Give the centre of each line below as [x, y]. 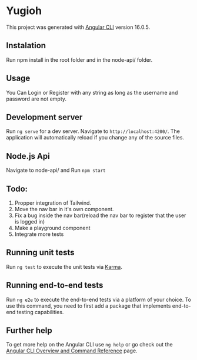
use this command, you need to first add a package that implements [89, 306]
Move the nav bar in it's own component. [64, 209]
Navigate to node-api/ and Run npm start [56, 170]
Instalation [26, 46]
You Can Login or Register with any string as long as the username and [92, 92]
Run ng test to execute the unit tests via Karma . [64, 266]
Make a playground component [52, 228]
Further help [29, 331]
